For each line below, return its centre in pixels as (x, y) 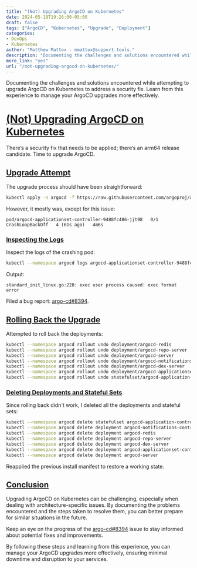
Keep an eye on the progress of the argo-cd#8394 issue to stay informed (95, 529)
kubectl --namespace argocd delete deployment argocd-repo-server (89, 439)
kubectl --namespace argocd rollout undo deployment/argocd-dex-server (95, 366)
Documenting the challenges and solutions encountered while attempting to (98, 83)
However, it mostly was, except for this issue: (61, 209)
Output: (15, 275)
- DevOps (17, 39)
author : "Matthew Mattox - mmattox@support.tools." (70, 50)
